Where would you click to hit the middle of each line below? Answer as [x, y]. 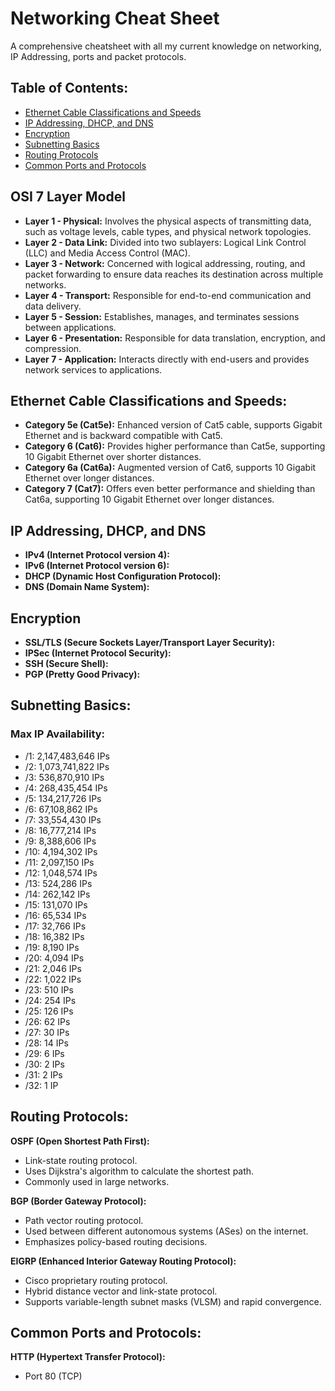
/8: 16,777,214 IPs [60, 830]
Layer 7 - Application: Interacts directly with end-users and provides [167, 359]
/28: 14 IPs [46, 1043]
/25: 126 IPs [49, 1011]
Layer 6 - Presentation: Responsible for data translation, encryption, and [175, 338]
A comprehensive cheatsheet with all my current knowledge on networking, [166, 46]
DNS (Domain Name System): [87, 587]
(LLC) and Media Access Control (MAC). [107, 253]
